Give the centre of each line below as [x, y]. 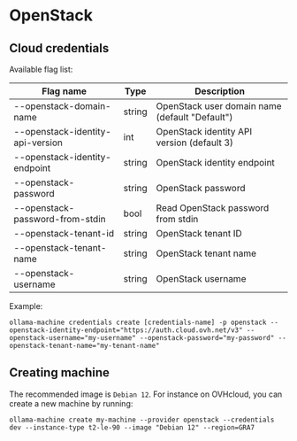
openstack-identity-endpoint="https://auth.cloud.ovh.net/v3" [126, 330]
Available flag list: [41, 69]
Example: [26, 306]
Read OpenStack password [213, 208]
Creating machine [60, 373]
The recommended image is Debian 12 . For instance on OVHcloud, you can [146, 394]
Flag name [64, 91]
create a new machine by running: [71, 403]
